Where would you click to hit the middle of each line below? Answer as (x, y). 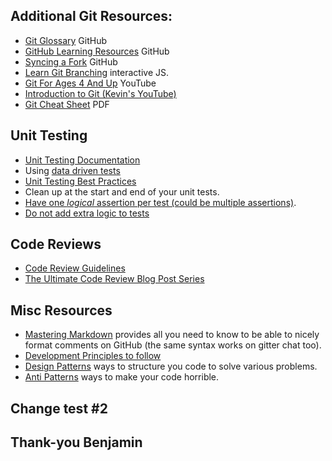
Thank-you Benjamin (76, 442)
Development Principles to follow (93, 356)
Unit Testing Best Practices (80, 181)
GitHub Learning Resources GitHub (97, 51)
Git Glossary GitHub (65, 40)
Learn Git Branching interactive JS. (97, 72)
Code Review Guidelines (75, 268)
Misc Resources (61, 310)
